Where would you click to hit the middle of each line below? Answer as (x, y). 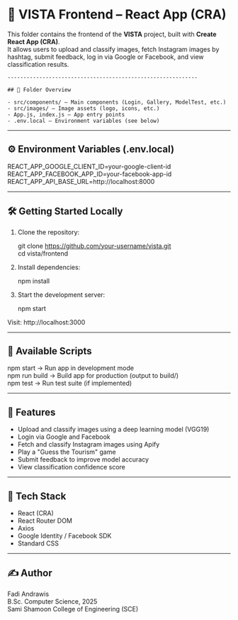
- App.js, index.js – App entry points (66, 114)
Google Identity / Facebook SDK (64, 536)
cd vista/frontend (43, 253)
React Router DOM (45, 521)
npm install (34, 281)
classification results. (38, 64)
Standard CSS (38, 543)
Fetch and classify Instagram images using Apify (89, 445)
